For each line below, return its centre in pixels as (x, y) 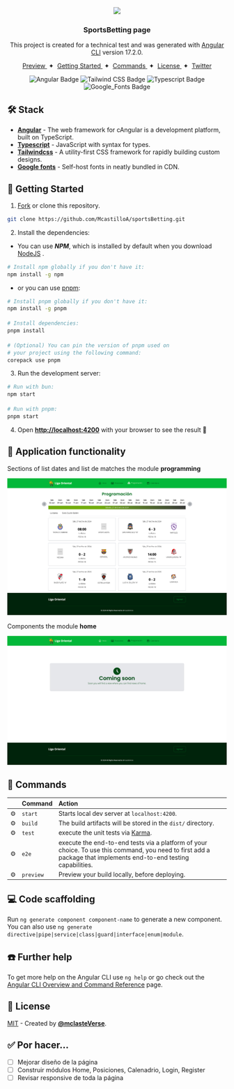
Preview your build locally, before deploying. (122, 874)
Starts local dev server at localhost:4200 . (118, 813)
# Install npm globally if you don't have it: (76, 267)
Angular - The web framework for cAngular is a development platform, (119, 130)
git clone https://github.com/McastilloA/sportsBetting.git (96, 219)
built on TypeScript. (46, 137)
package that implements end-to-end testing (124, 857)
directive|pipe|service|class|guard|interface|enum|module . (95, 934)
